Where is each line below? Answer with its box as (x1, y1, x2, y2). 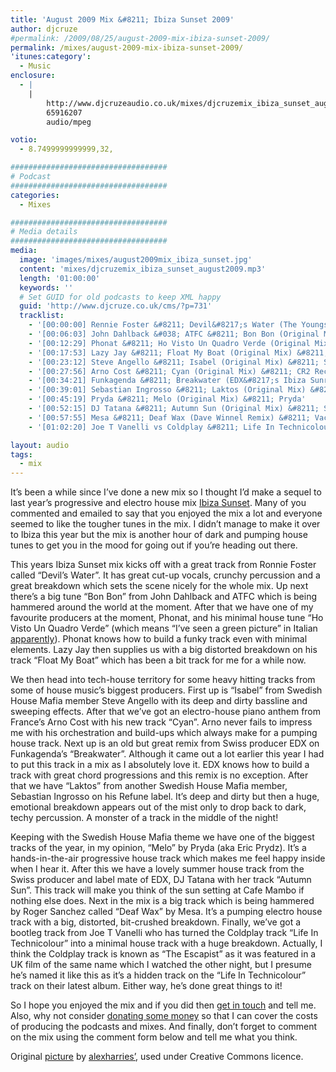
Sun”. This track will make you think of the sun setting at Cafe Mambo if (10, 884, 305, 896)
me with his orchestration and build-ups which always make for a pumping (10, 727, 318, 739)
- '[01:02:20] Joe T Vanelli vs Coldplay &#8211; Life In (28, 422, 275, 432)
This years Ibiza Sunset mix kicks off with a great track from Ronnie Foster (10, 559, 317, 571)
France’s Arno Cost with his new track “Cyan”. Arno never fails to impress (10, 716, 313, 728)
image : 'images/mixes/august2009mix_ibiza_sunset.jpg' (19, 255, 253, 265)
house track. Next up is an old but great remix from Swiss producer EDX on (10, 737, 320, 750)
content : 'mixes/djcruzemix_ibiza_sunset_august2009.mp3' (19, 264, 267, 274)
